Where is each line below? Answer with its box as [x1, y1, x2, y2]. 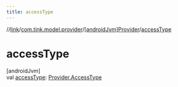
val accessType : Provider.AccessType [6, 74, 103, 81]
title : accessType [6, 9, 53, 15]
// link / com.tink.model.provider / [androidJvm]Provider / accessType [6, 26, 172, 33]
